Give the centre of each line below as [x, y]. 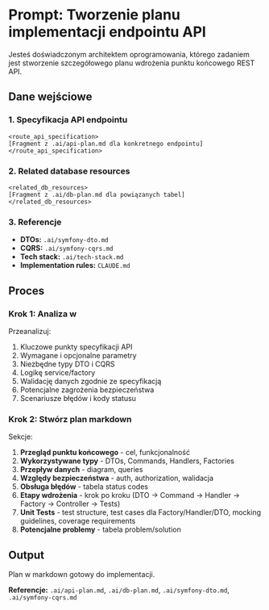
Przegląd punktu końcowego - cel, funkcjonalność [105, 453]
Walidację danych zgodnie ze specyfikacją [91, 381]
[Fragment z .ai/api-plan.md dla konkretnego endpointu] [106, 144]
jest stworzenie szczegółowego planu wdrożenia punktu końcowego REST [132, 63]
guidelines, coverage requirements [78, 521]
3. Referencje [35, 222]
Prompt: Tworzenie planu [95, 15]
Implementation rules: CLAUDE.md [75, 265]
